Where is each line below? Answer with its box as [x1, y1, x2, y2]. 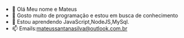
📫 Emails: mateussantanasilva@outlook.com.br [11, 25, 128, 32]
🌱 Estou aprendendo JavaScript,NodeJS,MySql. [11, 18, 130, 25]
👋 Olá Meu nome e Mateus [11, 6, 77, 12]
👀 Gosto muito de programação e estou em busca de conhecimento [11, 12, 179, 19]
